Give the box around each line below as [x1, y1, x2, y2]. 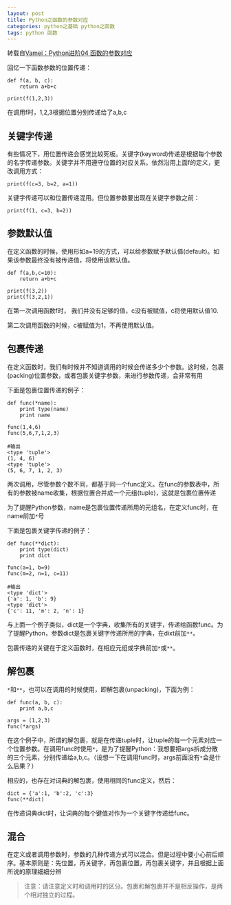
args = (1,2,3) [7, 717, 51, 724]
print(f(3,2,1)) [7, 293, 54, 300]
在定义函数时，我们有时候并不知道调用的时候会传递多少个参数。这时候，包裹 [7, 362, 224, 371]
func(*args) [7, 723, 41, 730]
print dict [19, 552, 51, 559]
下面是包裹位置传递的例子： [7, 386, 86, 394]
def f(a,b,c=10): [7, 269, 57, 276]
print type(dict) [19, 546, 69, 553]
